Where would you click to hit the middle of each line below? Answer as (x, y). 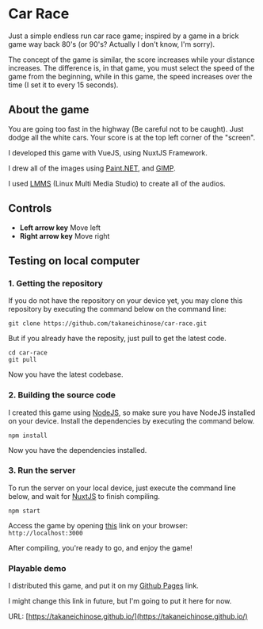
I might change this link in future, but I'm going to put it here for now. (120, 601)
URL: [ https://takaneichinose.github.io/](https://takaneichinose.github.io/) (128, 616)
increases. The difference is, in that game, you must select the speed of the (131, 67)
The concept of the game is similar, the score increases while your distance (131, 59)
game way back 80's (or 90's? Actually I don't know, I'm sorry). (112, 44)
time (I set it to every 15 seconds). (63, 85)
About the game (49, 110)
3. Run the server (42, 470)
